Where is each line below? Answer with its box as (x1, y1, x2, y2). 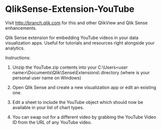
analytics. (5, 45, 25, 51)
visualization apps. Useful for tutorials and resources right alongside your (5, 40, 155, 45)
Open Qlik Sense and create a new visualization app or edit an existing (12, 84, 157, 90)
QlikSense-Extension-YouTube (5, 3, 135, 15)
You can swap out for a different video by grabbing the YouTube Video (12, 114, 157, 120)
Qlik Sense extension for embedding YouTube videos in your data (5, 35, 139, 41)
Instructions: (5, 54, 31, 60)
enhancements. (5, 25, 37, 31)
